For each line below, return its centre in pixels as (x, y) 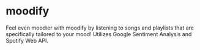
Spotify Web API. (27, 40)
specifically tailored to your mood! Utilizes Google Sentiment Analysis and (99, 34)
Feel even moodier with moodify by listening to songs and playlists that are (100, 28)
